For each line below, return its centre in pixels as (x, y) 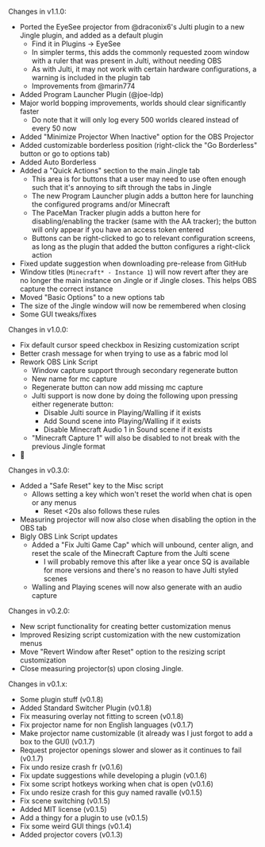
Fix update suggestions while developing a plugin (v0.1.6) (113, 775)
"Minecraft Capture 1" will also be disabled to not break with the (136, 438)
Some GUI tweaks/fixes (58, 314)
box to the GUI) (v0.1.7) (57, 742)
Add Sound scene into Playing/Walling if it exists (122, 421)
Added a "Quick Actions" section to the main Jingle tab (110, 171)
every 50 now (54, 128)
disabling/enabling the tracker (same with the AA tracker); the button (144, 221)
